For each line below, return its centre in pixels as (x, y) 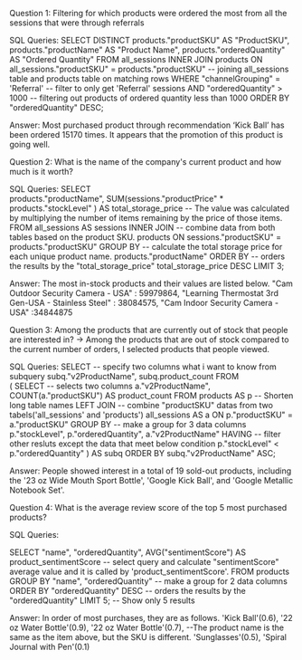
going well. (30, 144)
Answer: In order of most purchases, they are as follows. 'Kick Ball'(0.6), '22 (151, 618)
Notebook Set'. (37, 490)
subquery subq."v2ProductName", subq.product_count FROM (124, 376)
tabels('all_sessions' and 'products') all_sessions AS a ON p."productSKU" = (151, 415)
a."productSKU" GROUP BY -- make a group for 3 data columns (128, 424)
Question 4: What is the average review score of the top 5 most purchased (148, 507)
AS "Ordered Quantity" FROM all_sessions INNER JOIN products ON (136, 59)
